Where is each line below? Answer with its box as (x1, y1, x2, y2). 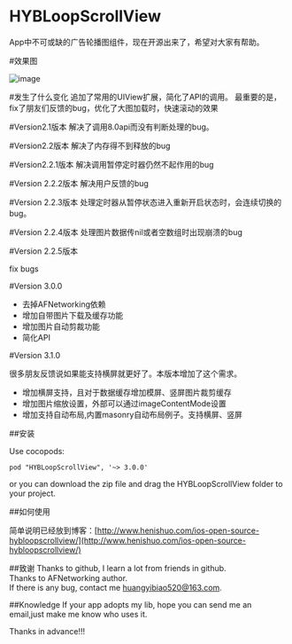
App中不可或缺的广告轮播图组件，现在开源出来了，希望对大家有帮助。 (9, 36, 265, 47)
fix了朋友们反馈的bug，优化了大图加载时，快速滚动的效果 (9, 102, 219, 113)
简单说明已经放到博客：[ (9, 525, 98, 536)
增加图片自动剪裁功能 (21, 321, 100, 332)
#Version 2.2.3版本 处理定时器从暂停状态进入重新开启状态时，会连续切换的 (9, 197, 281, 208)
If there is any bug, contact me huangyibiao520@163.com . (9, 582, 223, 593)
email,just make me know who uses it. (9, 609, 148, 619)
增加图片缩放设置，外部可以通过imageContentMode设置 (21, 397, 227, 409)
